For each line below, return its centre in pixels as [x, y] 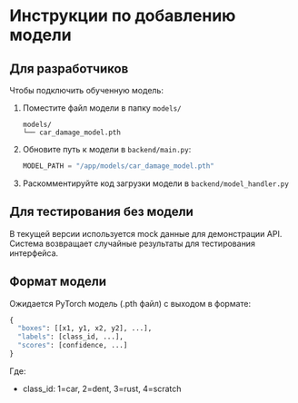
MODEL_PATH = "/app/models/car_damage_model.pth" [119, 166]
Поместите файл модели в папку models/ [102, 108]
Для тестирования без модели [101, 212]
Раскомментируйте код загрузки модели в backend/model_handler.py [155, 183]
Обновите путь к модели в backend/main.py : [107, 149]
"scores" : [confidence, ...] [73, 346]
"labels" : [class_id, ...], [71, 337]
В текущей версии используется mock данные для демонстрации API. [146, 233]
